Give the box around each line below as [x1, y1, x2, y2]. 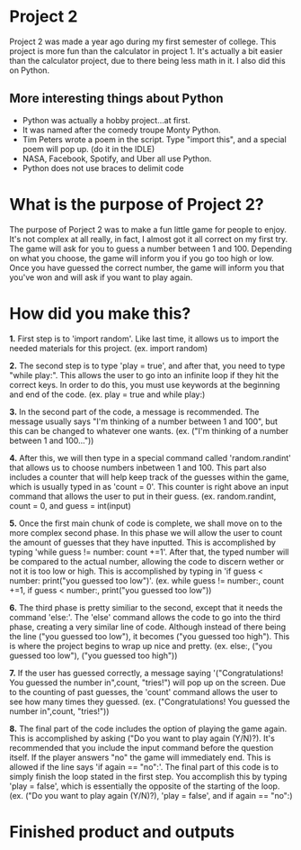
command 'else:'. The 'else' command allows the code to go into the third [9, 611, 281, 622]
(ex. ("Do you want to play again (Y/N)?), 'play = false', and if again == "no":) [9, 790, 294, 800]
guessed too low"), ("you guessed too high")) [9, 650, 178, 661]
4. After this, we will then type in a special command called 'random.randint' [9, 452, 292, 463]
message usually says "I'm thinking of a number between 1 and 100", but [9, 416, 279, 427]
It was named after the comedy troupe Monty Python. [22, 124, 222, 135]
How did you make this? [9, 303, 191, 323]
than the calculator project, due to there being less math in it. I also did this [9, 55, 286, 66]
